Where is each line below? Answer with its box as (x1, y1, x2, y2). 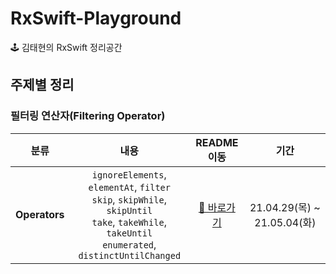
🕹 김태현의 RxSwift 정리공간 (10, 41, 123, 53)
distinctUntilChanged (78, 250, 182, 261)
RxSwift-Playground (10, 7, 182, 30)
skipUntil (106, 205, 153, 216)
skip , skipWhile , (91, 192, 167, 206)
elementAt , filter (88, 180, 171, 194)
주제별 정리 (10, 77, 75, 94)
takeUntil (106, 227, 153, 239)
